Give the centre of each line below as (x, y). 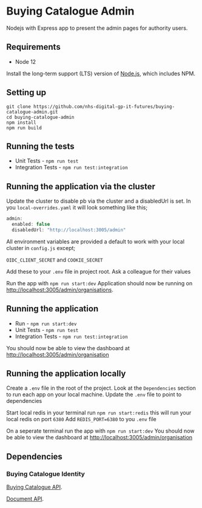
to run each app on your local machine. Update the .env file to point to (94, 395)
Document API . (25, 499)
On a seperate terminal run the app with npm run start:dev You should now (100, 431)
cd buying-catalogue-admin (40, 117)
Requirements (33, 47)
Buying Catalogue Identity (45, 473)
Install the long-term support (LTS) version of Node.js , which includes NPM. (101, 73)
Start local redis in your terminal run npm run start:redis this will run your (99, 413)
